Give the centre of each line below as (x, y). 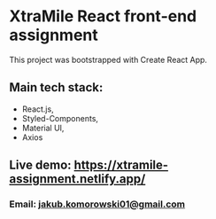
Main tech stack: (56, 87)
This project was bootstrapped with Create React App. (108, 59)
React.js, (38, 109)
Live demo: (41, 165)
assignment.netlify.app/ (77, 179)
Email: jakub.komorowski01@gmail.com (97, 204)
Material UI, (43, 128)
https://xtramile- (121, 165)
